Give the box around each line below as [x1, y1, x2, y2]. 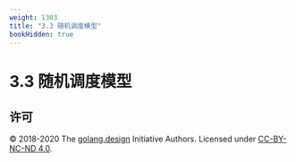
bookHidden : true [9, 30, 74, 38]
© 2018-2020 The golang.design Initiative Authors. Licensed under [9, 133, 257, 144]
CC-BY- [258, 133, 287, 144]
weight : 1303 [9, 13, 58, 22]
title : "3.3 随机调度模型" [9, 21, 102, 30]
